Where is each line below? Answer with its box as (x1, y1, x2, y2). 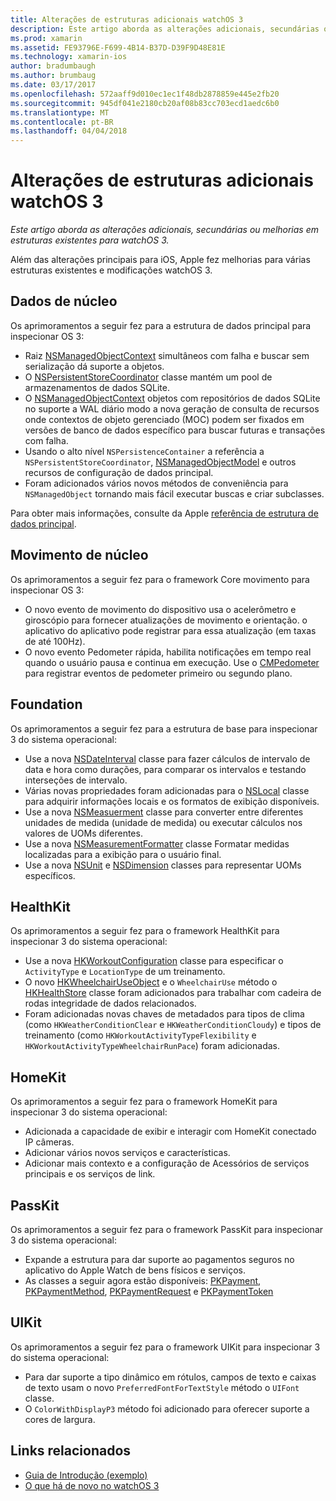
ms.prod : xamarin (10, 33, 83, 43)
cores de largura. (24, 1413, 96, 1425)
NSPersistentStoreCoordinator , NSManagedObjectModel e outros (24, 456, 297, 468)
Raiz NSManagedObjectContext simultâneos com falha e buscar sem (24, 349, 310, 361)
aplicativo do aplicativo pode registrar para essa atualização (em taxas (24, 624, 317, 636)
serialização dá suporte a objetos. (24, 360, 165, 372)
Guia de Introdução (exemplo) (24, 1469, 148, 1481)
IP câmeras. (24, 1136, 75, 1148)
